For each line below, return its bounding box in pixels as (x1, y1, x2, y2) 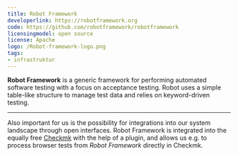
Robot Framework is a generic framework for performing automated (7, 76, 207, 84)
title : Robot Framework (7, 10, 78, 18)
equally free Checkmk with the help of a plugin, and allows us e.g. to (7, 133, 208, 142)
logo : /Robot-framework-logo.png (7, 43, 106, 50)
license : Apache (7, 37, 55, 44)
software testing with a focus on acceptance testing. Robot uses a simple (7, 83, 222, 92)
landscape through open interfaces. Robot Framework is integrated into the (7, 126, 227, 134)
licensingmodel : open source (7, 30, 93, 37)
